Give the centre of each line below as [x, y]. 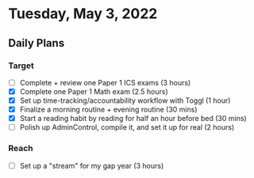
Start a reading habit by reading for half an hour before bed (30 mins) [133, 119]
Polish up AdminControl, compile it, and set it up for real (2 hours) [127, 127]
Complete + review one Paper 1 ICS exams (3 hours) [105, 82]
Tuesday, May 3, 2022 [83, 14]
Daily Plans [37, 43]
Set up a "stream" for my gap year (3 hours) [92, 165]
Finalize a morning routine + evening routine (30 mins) [108, 110]
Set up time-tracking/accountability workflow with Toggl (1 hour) [125, 100]
